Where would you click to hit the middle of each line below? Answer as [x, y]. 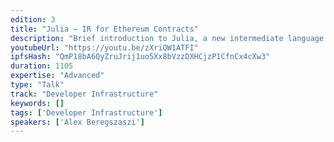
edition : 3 [33, 19]
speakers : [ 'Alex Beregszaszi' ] [77, 122]
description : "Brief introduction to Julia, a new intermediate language [167, 38]
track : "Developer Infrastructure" [84, 94]
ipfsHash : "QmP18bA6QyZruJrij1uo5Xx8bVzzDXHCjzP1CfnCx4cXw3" [140, 57]
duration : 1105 [42, 66]
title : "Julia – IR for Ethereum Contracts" [104, 29]
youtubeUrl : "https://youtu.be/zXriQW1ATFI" [104, 47]
